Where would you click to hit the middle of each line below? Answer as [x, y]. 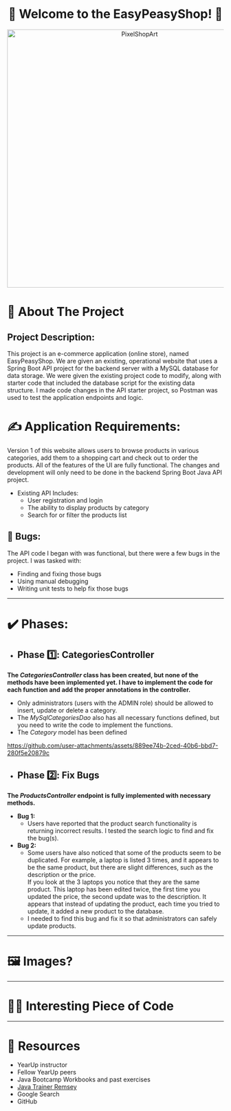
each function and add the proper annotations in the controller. [99, 689]
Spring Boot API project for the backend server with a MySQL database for [113, 368]
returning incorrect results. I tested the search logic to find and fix [121, 830]
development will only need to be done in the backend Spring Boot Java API [114, 472]
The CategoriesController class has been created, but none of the [103, 675]
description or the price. [62, 874]
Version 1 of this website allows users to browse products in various [103, 450]
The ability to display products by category [88, 507]
